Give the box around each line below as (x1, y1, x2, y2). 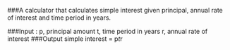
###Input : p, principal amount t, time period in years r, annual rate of (7, 27, 208, 35)
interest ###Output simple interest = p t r (7, 35, 123, 43)
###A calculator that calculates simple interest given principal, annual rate (7, 6, 224, 14)
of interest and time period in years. (7, 13, 111, 22)
